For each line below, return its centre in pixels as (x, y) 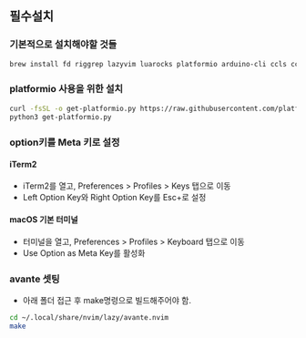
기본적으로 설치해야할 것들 (63, 45)
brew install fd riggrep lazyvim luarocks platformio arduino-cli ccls (148, 64)
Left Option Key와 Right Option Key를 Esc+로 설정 (114, 197)
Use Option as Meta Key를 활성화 (84, 252)
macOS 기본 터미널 (44, 220)
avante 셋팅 (35, 279)
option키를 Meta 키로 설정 (65, 142)
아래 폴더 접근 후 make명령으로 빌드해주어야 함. (107, 301)
